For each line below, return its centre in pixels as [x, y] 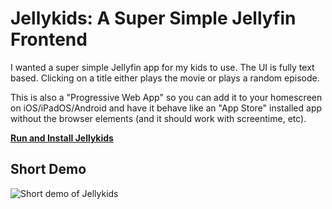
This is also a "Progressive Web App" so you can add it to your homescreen [166, 97]
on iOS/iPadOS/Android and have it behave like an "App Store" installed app [166, 108]
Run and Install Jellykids [62, 138]
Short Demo [48, 169]
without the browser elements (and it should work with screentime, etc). [158, 118]
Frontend [49, 39]
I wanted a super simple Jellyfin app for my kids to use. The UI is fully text [162, 67]
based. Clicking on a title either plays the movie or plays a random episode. [165, 78]
